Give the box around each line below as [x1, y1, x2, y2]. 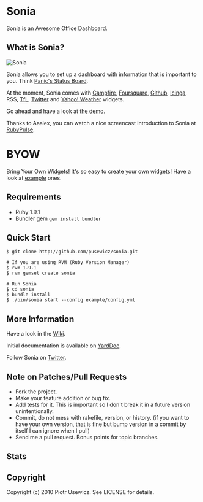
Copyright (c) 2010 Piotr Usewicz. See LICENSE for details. [6, 488, 155, 496]
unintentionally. [15, 407, 54, 415]
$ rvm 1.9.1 [6, 265, 37, 271]
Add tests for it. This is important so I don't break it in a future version [15, 401, 191, 408]
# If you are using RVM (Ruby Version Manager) [6, 260, 130, 266]
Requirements [6, 192, 61, 203]
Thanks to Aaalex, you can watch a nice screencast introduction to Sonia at [6, 119, 196, 126]
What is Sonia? [6, 42, 65, 53]
